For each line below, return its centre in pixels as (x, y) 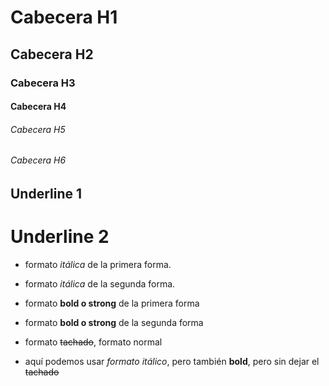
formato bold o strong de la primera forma (112, 303)
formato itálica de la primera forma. (98, 264)
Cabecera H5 (38, 129)
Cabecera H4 (38, 107)
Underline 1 (46, 193)
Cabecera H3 (43, 83)
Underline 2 (60, 237)
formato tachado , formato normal (93, 342)
